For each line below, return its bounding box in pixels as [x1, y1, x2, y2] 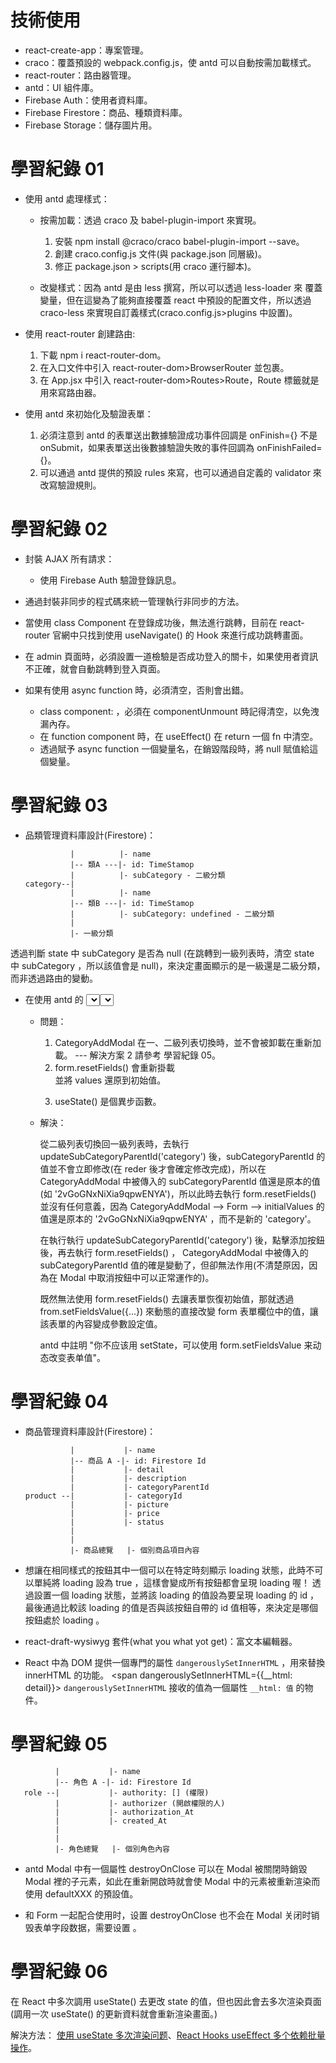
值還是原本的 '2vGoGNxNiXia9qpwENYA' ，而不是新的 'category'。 [39, 1212, 317, 1225]
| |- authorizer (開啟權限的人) [54, 1798, 226, 1808]
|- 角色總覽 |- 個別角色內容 [54, 1844, 170, 1854]
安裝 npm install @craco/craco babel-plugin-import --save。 [54, 235, 305, 247]
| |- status [69, 1517, 165, 1527]
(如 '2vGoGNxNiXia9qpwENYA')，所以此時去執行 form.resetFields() [39, 1187, 317, 1200]
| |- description [69, 1473, 187, 1483]
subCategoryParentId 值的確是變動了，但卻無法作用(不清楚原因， [39, 1259, 310, 1271]
